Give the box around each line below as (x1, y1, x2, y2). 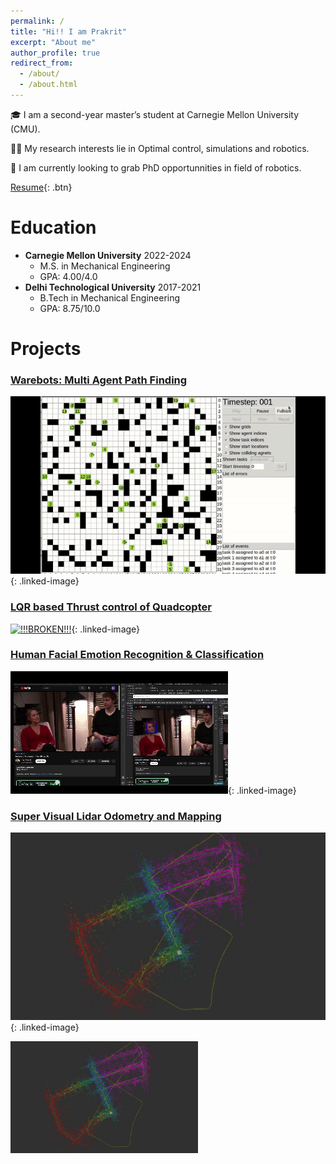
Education (10, 216, 97, 239)
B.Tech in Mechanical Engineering (39, 291, 181, 304)
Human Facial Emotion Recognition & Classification (10, 648, 265, 662)
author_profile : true (10, 48, 101, 58)
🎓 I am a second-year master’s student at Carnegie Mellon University (10, 108, 300, 120)
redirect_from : (10, 58, 74, 69)
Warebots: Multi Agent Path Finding (10, 373, 188, 387)
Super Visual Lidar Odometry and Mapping (10, 809, 222, 823)
